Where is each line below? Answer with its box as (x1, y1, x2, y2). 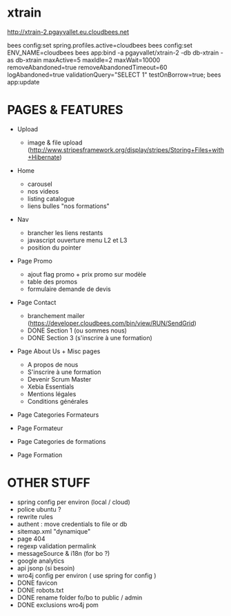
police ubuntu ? (17, 505, 61, 513)
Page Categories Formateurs (17, 410, 99, 419)
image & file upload (27, 138, 83, 147)
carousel (27, 180, 53, 188)
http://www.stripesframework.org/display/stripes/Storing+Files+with (30, 145, 224, 153)
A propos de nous (27, 360, 79, 368)
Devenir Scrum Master (27, 375, 92, 383)
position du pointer (27, 243, 81, 252)
